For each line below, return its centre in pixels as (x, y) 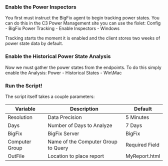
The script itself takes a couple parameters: (50, 96)
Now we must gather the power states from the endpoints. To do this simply (83, 67)
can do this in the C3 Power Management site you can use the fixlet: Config (83, 23)
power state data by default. (34, 43)
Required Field (143, 144)
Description (84, 108)
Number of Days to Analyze (80, 125)
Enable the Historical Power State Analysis (58, 56)
